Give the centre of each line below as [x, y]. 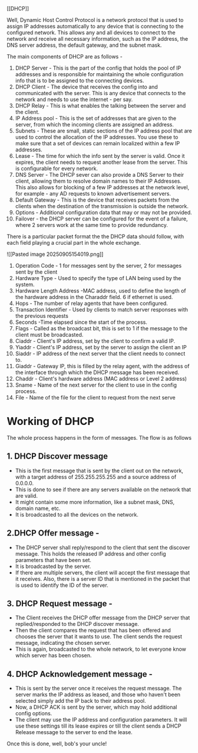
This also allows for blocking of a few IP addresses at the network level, [102, 187]
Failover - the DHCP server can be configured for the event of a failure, [101, 219]
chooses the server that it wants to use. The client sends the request [98, 637]
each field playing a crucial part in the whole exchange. [74, 243]
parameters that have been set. [53, 560]
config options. [34, 713]
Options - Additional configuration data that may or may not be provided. [103, 212]
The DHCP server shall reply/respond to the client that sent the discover [103, 547]
